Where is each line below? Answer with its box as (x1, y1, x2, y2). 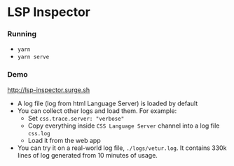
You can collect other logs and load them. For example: (17, 106, 177, 115)
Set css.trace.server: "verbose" (27, 114, 125, 122)
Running (7, 29, 37, 39)
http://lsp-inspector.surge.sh (7, 85, 90, 94)
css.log (27, 130, 50, 137)
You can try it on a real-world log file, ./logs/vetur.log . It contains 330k (17, 144, 227, 152)
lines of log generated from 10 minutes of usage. (17, 151, 158, 159)
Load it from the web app (27, 136, 101, 144)
